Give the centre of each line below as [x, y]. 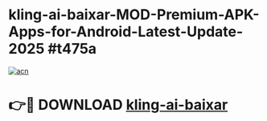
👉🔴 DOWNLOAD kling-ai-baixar [118, 105]
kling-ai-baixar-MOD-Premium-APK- [134, 15]
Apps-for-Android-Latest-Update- [126, 32]
